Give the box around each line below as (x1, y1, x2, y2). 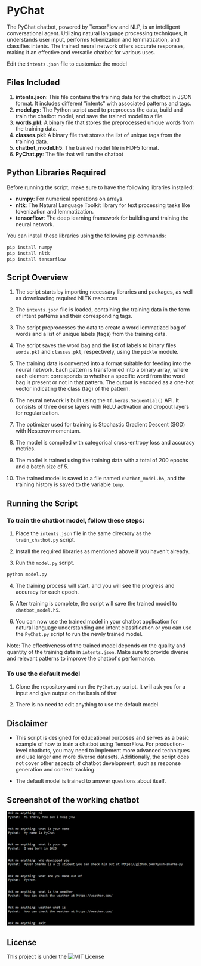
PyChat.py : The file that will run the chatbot (15, 150, 124, 158)
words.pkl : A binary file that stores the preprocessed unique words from (15, 119, 194, 126)
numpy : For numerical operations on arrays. (15, 195, 124, 202)
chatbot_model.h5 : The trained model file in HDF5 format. (15, 144, 160, 151)
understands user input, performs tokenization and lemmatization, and (7, 36, 180, 43)
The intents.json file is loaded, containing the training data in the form (15, 306, 190, 313)
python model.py (7, 572, 47, 578)
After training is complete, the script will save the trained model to (15, 600, 178, 607)
